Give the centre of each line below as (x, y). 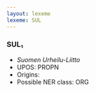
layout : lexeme (29, 14)
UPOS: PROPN (37, 67)
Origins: (28, 75)
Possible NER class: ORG (53, 82)
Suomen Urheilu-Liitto (48, 59)
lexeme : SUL (24, 20)
